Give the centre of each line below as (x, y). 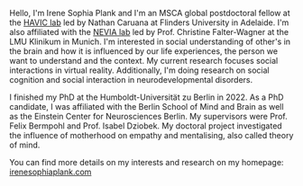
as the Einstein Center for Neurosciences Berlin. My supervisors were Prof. (148, 116)
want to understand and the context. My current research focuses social (144, 61)
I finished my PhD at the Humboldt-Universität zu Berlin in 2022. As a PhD (147, 97)
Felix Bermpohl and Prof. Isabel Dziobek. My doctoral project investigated (146, 126)
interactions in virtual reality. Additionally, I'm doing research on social (139, 70)
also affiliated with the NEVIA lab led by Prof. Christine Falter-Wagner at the (149, 32)
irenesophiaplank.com (50, 172)
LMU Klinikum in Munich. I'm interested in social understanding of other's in (150, 41)
